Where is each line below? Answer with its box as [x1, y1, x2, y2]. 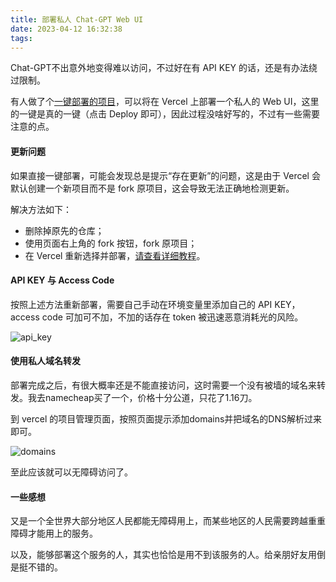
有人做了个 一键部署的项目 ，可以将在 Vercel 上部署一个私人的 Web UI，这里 [10, 96, 320, 108]
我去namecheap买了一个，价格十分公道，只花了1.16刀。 [27, 391, 258, 403]
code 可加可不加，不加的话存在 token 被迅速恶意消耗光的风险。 [41, 311, 304, 323]
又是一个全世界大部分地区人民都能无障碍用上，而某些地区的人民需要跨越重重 [10, 515, 326, 527]
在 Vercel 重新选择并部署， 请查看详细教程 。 [24, 249, 206, 261]
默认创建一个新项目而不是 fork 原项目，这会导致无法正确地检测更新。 [10, 182, 295, 194]
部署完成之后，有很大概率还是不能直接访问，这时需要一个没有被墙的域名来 [10, 379, 317, 391]
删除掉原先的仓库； [24, 224, 105, 236]
